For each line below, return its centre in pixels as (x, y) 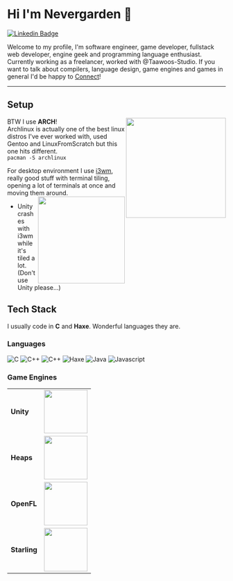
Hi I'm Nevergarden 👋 (70, 14)
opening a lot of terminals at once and (61, 185)
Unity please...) (39, 287)
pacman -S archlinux (37, 158)
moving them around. (38, 193)
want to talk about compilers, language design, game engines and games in (115, 69)
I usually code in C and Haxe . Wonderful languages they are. (94, 326)
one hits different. (32, 151)
